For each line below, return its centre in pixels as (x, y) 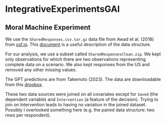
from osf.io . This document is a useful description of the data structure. (78, 44)
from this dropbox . (24, 84)
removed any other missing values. (41, 70)
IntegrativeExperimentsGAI (63, 9)
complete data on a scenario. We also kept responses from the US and (78, 64)
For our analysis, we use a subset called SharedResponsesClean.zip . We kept (83, 54)
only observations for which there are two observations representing (76, 59)
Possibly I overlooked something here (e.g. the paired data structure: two (80, 110)
